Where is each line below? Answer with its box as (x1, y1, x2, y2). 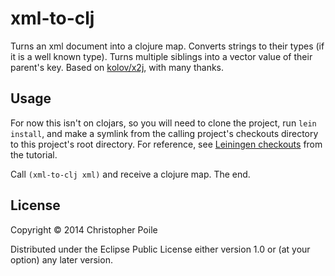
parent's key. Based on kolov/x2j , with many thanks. (10, 61, 225, 73)
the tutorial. (10, 148, 58, 161)
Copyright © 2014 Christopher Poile (10, 223, 158, 236)
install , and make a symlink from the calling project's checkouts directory (10, 127, 319, 139)
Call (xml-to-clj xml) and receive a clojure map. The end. (10, 168, 251, 180)
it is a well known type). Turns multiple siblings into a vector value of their (10, 50, 313, 62)
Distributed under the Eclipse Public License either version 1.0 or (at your (10, 243, 311, 255)
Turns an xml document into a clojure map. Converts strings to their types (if (10, 40, 325, 52)
